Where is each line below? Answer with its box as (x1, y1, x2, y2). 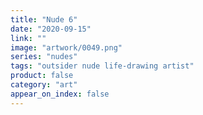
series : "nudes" (10, 52, 78, 62)
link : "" (10, 33, 47, 43)
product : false (10, 71, 74, 81)
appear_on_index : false (10, 89, 110, 99)
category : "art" (10, 80, 78, 90)
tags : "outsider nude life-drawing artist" (10, 61, 195, 71)
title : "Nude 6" (10, 14, 78, 25)
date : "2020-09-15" (10, 24, 92, 34)
